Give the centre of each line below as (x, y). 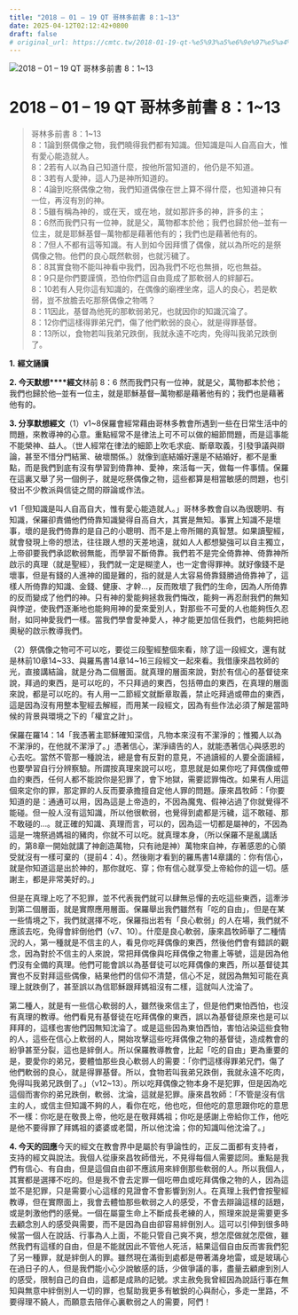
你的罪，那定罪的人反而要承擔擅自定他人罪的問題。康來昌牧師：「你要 (159, 791)
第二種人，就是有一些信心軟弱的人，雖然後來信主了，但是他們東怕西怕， (141, 1006)
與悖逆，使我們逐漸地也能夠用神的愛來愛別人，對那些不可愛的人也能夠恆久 (145, 609)
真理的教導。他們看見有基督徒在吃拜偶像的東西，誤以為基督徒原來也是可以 (153, 1017)
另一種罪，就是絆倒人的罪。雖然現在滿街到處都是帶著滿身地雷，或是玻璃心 (153, 1257)
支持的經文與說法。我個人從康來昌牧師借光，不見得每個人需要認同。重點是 (145, 1158)
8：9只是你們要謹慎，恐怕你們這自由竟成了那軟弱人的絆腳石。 (145, 278)
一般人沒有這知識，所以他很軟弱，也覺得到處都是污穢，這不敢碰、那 (164, 813)
